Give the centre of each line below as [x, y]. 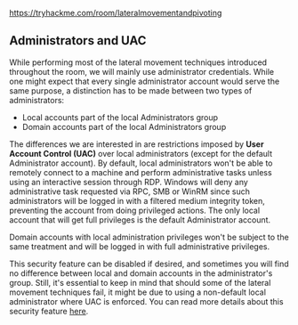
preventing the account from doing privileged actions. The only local [135, 210]
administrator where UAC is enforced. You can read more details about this [146, 301]
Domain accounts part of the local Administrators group [124, 126]
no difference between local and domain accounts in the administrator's [141, 273]
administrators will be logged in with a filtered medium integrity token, [137, 200]
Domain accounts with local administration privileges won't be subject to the [149, 237]
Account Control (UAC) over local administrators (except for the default [141, 153]
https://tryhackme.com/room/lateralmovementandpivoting [116, 13]
